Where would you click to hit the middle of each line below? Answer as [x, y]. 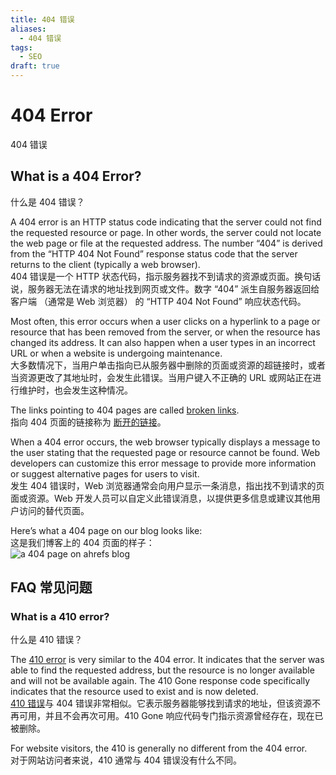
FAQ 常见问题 [51, 587]
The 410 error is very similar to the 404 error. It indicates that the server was [167, 660]
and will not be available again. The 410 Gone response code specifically [160, 681]
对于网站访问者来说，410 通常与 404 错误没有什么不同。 [126, 760]
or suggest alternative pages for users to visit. [105, 473]
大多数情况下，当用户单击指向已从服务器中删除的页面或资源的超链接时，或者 [168, 365]
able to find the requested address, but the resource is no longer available [162, 670]
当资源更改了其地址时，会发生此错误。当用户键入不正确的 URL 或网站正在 [161, 377]
